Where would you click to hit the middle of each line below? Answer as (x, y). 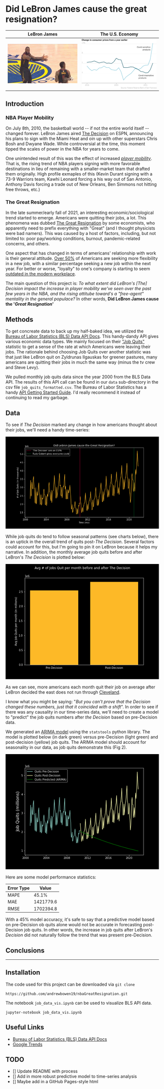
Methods (19, 320)
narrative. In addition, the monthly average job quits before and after (74, 552)
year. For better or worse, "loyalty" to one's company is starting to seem (78, 269)
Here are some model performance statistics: (51, 877)
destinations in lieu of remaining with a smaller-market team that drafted (78, 169)
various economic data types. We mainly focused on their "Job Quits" (75, 342)
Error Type (18, 888)
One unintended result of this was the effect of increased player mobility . (79, 158)
